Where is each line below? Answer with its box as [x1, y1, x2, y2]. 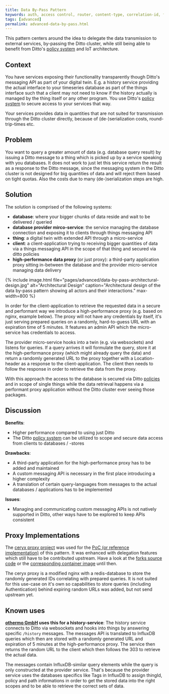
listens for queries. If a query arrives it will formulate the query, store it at [5, 344, 156, 351]
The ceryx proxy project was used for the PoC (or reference [5, 544, 129, 550]
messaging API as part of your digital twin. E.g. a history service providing [5, 79, 158, 86]
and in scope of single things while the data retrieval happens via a [5, 381, 144, 387]
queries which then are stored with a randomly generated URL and [5, 636, 143, 642]
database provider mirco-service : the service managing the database [12, 224, 159, 230]
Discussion [5, 406, 41, 415]
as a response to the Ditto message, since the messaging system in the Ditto [5, 165, 164, 171]
